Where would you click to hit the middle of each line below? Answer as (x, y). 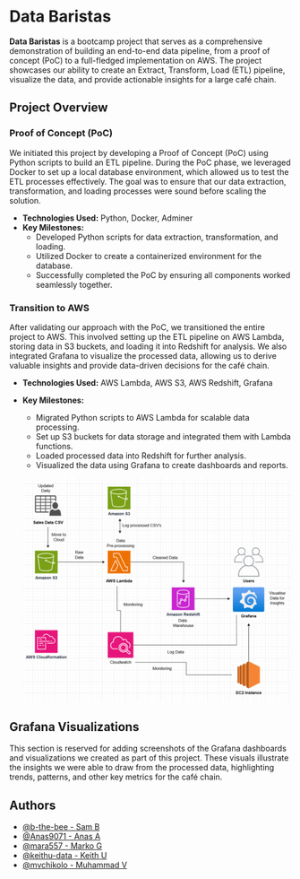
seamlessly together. (74, 284)
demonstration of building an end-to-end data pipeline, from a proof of (140, 50)
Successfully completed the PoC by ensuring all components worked (163, 274)
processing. (57, 427)
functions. (54, 446)
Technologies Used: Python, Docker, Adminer (107, 218)
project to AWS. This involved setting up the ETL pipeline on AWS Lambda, (147, 336)
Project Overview (59, 108)
